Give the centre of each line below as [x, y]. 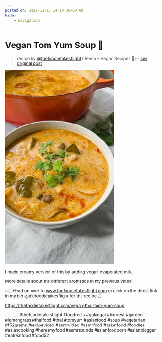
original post [29, 63]
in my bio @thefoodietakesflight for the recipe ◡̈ [53, 296]
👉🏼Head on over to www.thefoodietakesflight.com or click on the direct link [81, 291]
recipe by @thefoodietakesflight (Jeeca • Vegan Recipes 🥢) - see [82, 59]
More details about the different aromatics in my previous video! [69, 281]
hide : [10, 15]
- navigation [27, 20]
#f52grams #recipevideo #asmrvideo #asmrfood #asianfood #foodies [75, 325]
